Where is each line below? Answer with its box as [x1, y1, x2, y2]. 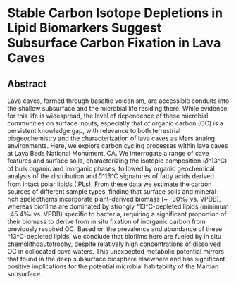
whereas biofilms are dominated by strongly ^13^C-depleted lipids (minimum [7, 202, 229, 211]
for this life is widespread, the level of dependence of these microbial [7, 111, 209, 120]
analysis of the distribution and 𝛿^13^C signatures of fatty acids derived [7, 172, 215, 180]
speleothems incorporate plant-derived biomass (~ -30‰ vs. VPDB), [20, 195, 221, 203]
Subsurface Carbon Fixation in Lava [7, 35, 221, 51]
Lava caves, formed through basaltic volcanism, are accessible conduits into [7, 97, 230, 105]
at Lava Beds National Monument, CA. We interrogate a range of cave [7, 149, 209, 157]
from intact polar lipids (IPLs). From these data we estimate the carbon [7, 180, 212, 188]
